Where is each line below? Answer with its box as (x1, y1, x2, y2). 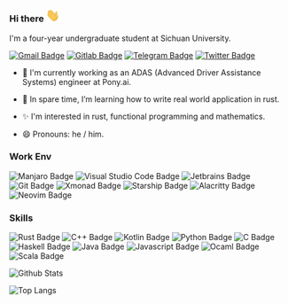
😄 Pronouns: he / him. (21, 129, 105, 139)
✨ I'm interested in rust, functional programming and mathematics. (21, 111, 266, 121)
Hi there (9, 12, 44, 25)
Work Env (9, 151, 52, 163)
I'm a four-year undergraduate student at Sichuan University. (9, 33, 231, 43)
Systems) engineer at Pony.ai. (21, 76, 131, 87)
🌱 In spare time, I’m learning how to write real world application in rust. (21, 93, 280, 105)
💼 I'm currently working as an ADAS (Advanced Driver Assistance (21, 66, 261, 78)
